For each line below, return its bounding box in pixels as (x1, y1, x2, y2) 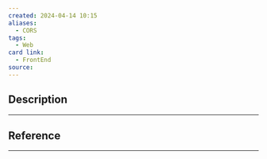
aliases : (8, 19, 37, 27)
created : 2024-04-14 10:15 (8, 11, 98, 20)
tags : (8, 33, 26, 42)
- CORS (15, 26, 37, 34)
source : (8, 64, 34, 72)
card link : (8, 48, 44, 56)
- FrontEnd (15, 56, 52, 64)
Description (8, 93, 68, 107)
